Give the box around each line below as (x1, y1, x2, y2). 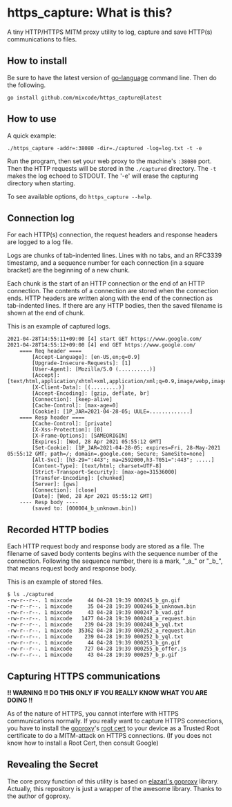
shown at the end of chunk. (7, 309, 85, 317)
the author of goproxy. (7, 792, 71, 800)
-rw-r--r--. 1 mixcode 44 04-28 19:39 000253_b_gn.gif (7, 640, 181, 647)
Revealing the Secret (7, 759, 99, 770)
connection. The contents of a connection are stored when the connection (7, 287, 219, 295)
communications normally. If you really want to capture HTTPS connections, (7, 717, 224, 725)
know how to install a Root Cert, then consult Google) (7, 739, 159, 747)
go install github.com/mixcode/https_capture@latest (7, 94, 162, 101)
